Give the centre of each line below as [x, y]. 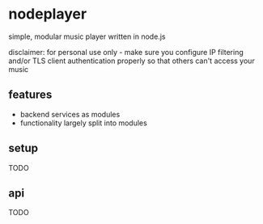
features [30, 95]
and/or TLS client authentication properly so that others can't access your [131, 61]
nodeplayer [48, 14]
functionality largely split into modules [83, 123]
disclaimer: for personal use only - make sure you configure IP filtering [126, 52]
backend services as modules [70, 114]
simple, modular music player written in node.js [87, 36]
